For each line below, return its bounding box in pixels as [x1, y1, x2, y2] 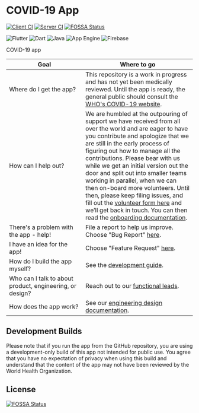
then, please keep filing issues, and [85, 191, 184, 199]
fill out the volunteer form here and [85, 198, 182, 206]
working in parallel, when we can [85, 176, 176, 185]
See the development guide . [85, 260, 164, 269]
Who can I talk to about [9, 274, 74, 282]
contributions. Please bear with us [85, 154, 181, 162]
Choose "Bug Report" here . [85, 230, 162, 239]
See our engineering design [85, 298, 163, 307]
